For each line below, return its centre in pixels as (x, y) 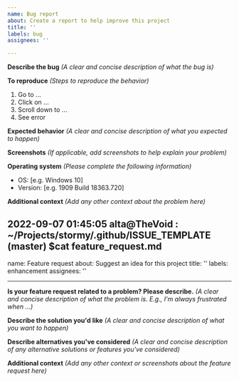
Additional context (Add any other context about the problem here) (107, 202)
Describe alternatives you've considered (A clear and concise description (117, 341)
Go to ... (29, 95)
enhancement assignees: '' (47, 271)
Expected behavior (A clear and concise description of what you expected (117, 131)
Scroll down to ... (42, 110)
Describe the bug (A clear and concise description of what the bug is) (111, 67)
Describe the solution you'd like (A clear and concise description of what (116, 320)
